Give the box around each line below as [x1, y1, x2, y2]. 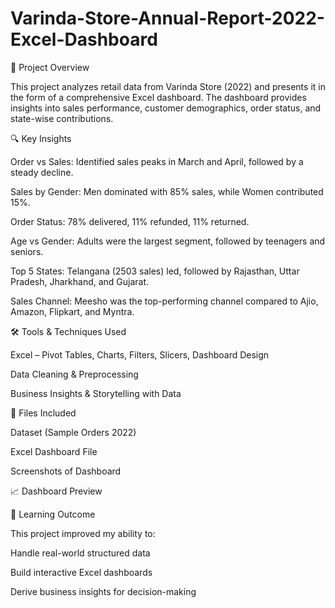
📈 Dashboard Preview [10, 485, 103, 497]
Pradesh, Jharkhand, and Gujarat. [10, 275, 150, 287]
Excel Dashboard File [10, 445, 98, 457]
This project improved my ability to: [10, 527, 156, 539]
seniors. [10, 245, 44, 257]
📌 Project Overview [10, 61, 90, 73]
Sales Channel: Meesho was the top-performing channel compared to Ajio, [10, 295, 319, 307]
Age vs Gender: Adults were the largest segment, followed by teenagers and [10, 235, 326, 247]
